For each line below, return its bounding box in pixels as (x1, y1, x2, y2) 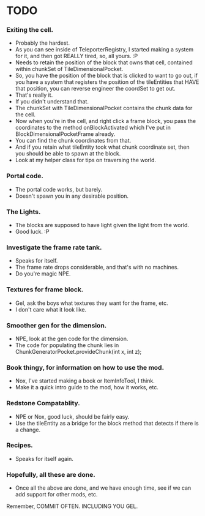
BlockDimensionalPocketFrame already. (15, 130, 116, 138)
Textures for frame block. (6, 285, 84, 294)
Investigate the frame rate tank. (6, 243, 102, 252)
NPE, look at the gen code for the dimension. (15, 335, 129, 342)
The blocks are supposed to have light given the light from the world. (15, 222, 190, 229)
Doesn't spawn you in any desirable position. (15, 192, 129, 200)
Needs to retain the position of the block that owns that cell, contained (15, 59, 193, 66)
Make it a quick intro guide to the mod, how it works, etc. (15, 384, 159, 391)
